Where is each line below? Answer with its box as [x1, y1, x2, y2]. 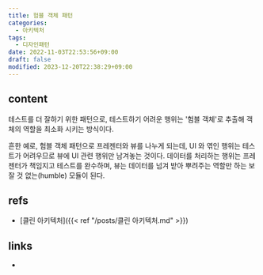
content [8, 92, 48, 106]
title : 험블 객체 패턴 [8, 11, 74, 20]
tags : [8, 33, 26, 42]
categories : [8, 19, 48, 27]
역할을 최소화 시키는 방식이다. [22, 124, 114, 134]
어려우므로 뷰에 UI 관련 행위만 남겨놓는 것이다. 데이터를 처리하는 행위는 [22, 151, 242, 160]
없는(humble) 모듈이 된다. [25, 171, 105, 180]
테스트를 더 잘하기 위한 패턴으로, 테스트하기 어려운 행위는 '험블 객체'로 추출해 [8, 114, 245, 123]
